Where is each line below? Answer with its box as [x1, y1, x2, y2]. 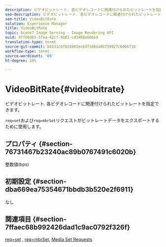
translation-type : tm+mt [5, 40, 56, 45]
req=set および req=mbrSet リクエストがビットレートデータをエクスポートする [5, 118, 160, 123]
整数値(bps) [5, 162, 29, 167]
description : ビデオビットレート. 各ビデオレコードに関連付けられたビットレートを [5, 7, 156, 12]
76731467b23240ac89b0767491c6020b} [5, 147, 137, 156]
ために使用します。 [5, 123, 44, 129]
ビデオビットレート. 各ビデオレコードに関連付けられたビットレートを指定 [5, 101, 155, 107]
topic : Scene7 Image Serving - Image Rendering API [5, 30, 114, 35]
